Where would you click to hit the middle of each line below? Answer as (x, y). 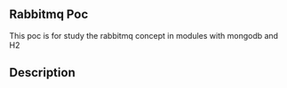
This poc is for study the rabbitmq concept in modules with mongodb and (143, 35)
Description (42, 73)
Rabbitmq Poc (49, 15)
